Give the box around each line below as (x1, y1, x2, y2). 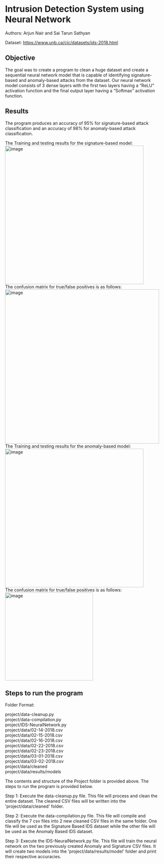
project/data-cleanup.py (5, 712, 54, 717)
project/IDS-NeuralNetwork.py (5, 722, 67, 728)
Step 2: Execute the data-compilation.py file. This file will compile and (5, 813, 146, 819)
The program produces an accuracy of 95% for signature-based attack (5, 120, 149, 126)
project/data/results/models (5, 769, 61, 775)
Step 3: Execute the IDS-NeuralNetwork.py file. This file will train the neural (5, 838, 157, 844)
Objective (5, 54, 36, 62)
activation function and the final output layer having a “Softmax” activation (5, 87, 155, 94)
